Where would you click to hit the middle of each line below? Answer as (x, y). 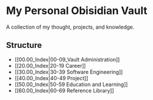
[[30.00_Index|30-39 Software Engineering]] (69, 72)
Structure (24, 45)
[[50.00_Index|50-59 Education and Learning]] (71, 84)
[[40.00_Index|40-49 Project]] (51, 78)
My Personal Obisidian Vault (77, 11)
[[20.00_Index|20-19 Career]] (50, 65)
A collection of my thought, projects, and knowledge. (70, 27)
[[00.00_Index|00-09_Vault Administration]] (67, 59)
